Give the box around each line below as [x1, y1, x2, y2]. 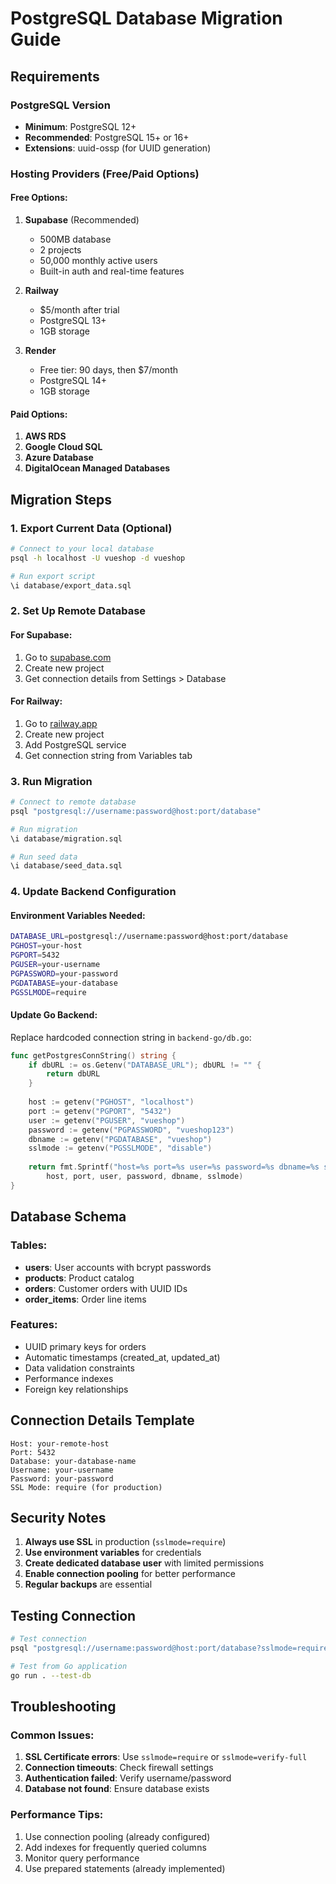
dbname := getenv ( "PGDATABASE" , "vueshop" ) [28, 1134, 213, 1144]
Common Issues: [10, 1728, 95, 1742]
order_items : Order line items [24, 1293, 147, 1305]
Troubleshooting [10, 1698, 117, 1716]
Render [24, 345, 57, 356]
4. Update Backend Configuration [10, 885, 177, 899]
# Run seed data [10, 852, 78, 862]
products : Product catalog [24, 1272, 135, 1284]
